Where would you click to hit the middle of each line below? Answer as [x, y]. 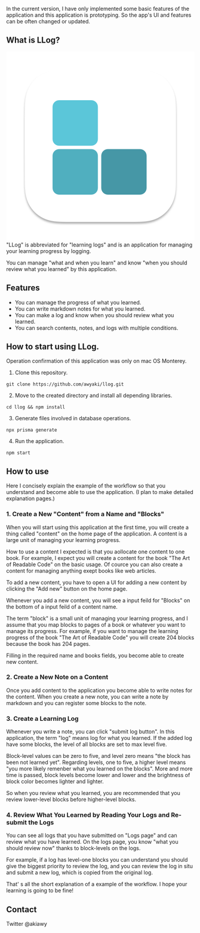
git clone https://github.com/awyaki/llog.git [65, 384]
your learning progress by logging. [49, 251]
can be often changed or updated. [48, 21]
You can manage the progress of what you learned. [78, 302]
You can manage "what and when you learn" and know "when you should [97, 263]
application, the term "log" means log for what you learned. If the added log [99, 738]
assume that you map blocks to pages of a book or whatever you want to [96, 624]
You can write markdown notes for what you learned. [80, 309]
